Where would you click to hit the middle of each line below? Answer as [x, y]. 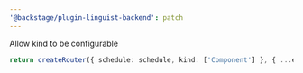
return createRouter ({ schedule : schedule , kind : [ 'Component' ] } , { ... [151, 59]
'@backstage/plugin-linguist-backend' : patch [96, 18]
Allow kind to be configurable [64, 43]
